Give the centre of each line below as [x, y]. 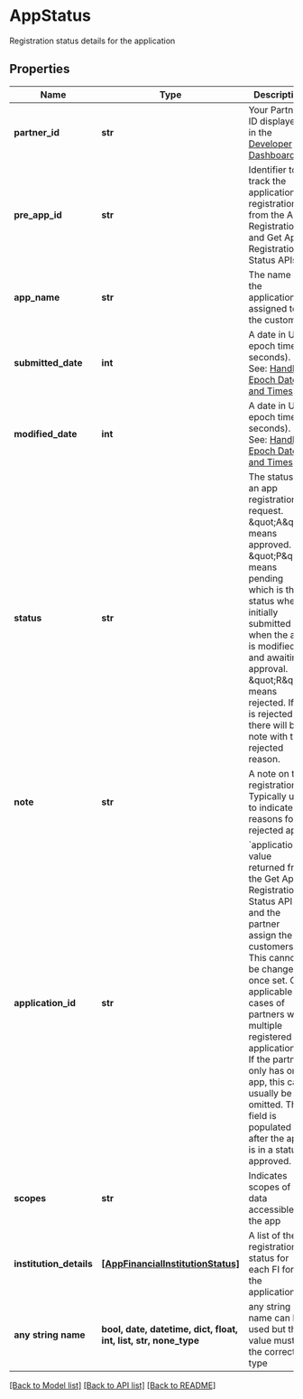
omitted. [266, 1105]
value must [272, 1340]
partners [266, 1014]
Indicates [268, 1175]
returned [267, 867]
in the [260, 132]
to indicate [271, 807]
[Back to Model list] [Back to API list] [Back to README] [113, 1385]
